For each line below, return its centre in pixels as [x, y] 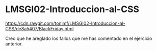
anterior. [14, 43]
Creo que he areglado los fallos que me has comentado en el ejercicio [79, 38]
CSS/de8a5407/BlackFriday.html [40, 28]
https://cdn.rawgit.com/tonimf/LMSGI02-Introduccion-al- [66, 23]
